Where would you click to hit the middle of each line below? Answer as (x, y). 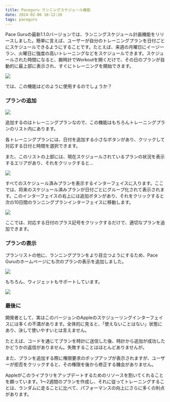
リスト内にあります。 (36, 129)
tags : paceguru (21, 19)
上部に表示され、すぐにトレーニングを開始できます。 (78, 66)
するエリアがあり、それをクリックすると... (49, 163)
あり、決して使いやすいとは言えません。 (47, 331)
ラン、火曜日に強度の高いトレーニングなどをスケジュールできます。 (76, 53)
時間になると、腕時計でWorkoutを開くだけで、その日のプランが (94, 60)
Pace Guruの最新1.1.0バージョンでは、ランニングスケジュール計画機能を (80, 34)
